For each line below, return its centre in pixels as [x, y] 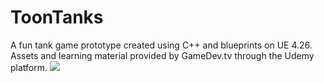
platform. [29, 67]
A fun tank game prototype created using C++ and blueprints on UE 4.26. [161, 45]
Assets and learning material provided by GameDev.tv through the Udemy [162, 55]
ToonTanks [57, 17]
